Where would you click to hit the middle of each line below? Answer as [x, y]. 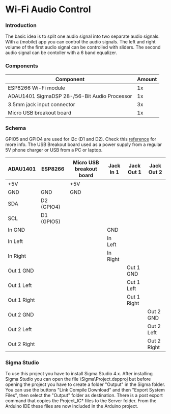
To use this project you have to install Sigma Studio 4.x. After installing [79, 374]
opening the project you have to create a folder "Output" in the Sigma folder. [85, 384]
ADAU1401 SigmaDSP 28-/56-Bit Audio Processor [70, 96]
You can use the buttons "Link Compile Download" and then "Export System [85, 390]
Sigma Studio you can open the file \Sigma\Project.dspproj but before [78, 379]
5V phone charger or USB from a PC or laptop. [54, 150]
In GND [17, 230]
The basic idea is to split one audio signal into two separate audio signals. [82, 36]
